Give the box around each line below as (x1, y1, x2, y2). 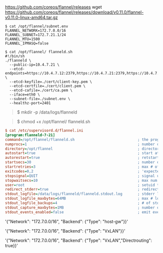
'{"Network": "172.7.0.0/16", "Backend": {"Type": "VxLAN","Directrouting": (5, 237, 152, 243)
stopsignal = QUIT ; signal (5, 173, 155, 178)
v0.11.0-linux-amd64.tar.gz (5, 15, 58, 20)
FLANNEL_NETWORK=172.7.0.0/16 (5, 28, 66, 33)
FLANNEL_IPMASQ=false (5, 41, 49, 46)
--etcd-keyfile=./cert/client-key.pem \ (9, 79, 92, 84)
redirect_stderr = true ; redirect (5, 187, 160, 192)
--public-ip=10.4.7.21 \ (9, 62, 60, 67)
